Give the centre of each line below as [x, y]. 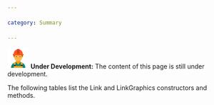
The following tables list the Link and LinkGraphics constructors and [107, 88]
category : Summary [35, 22]
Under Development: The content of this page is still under [117, 66]
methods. [21, 96]
